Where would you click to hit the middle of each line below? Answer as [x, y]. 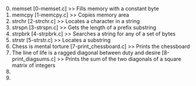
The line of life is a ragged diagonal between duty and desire [86, 52]
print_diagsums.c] [34, 59]
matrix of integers [34, 65]
